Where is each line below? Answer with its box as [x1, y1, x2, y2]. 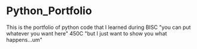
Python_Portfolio [6, 4, 92, 18]
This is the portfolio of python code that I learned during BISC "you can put [6, 24, 191, 31]
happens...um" [6, 36, 43, 43]
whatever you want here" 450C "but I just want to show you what [6, 30, 168, 37]
